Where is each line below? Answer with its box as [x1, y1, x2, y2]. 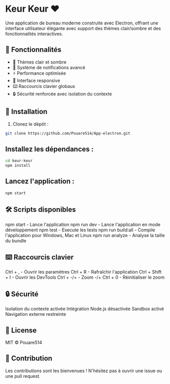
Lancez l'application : [5, 177, 75, 186]
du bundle [5, 238, 27, 244]
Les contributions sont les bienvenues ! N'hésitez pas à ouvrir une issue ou [5, 367, 162, 374]
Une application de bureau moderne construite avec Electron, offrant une [5, 20, 158, 26]
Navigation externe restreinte [5, 311, 66, 317]
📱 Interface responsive [12, 77, 60, 83]
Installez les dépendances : [5, 144, 94, 153]
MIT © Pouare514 [5, 339, 42, 345]
